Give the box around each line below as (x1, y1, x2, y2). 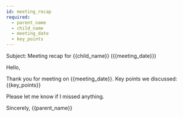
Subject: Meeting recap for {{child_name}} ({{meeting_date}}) (6, 53, 157, 59)
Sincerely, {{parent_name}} (6, 105, 73, 111)
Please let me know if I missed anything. (6, 93, 105, 100)
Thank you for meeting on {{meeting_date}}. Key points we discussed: (6, 75, 178, 82)
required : (6, 14, 31, 20)
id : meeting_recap (6, 8, 52, 15)
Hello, (6, 64, 21, 71)
